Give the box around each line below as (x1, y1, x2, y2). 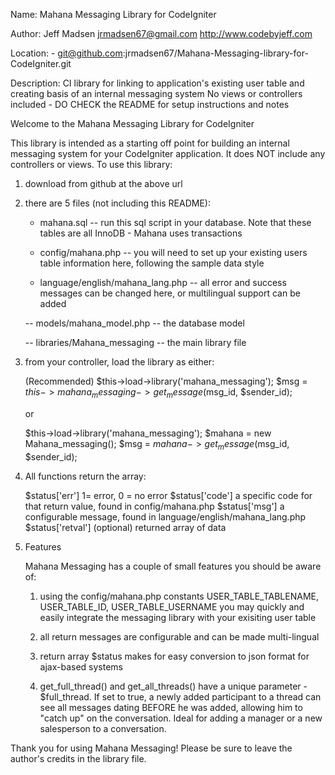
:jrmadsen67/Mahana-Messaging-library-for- (122, 47, 309, 59)
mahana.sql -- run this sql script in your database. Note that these (39, 217, 312, 228)
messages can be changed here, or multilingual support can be (39, 287, 301, 299)
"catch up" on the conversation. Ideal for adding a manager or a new (39, 712, 323, 724)
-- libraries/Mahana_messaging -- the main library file (24, 337, 247, 348)
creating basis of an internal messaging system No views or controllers (10, 88, 303, 99)
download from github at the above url (24, 178, 183, 189)
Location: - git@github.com (10, 47, 123, 59)
